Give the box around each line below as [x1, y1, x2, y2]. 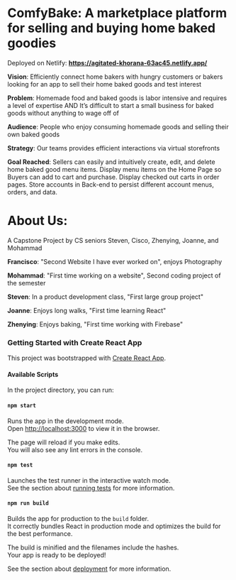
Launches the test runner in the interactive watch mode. [7, 476, 172, 484]
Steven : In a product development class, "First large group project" [7, 292, 204, 301]
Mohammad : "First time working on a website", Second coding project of [7, 271, 221, 280]
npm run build [7, 500, 50, 507]
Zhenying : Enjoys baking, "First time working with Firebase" [7, 319, 184, 328]
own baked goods [7, 130, 60, 138]
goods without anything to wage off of [7, 109, 119, 117]
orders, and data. [7, 187, 58, 196]
